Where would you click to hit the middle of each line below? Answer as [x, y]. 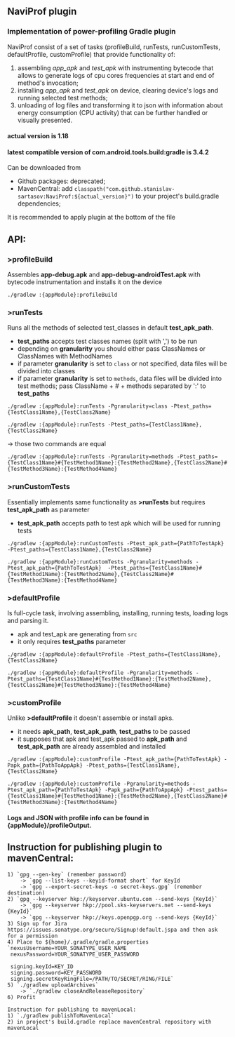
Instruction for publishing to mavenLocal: [72, 1010]
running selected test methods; [62, 98]
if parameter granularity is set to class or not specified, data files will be [122, 363]
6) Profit [22, 997]
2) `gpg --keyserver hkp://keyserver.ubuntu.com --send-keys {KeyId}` [113, 899]
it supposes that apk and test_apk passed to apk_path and [102, 739]
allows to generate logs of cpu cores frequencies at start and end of [116, 75]
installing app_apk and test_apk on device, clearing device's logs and [118, 90]
